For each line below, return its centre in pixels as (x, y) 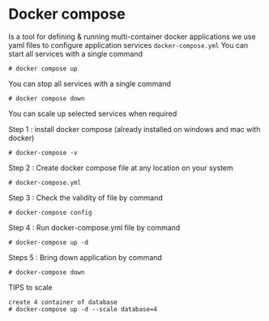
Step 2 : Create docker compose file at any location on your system (121, 168)
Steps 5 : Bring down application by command (85, 257)
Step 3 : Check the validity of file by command (86, 197)
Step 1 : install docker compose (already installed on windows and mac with (134, 129)
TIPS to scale (30, 287)
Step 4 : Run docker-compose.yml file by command (94, 227)
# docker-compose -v (43, 152)
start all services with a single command (76, 53)
